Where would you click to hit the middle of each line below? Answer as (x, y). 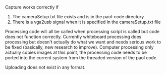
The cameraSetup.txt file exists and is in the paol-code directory (78, 17)
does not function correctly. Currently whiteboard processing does (73, 37)
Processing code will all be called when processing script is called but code (83, 31)
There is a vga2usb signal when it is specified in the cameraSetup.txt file (86, 22)
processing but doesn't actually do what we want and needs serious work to (83, 42)
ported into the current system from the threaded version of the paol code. (81, 58)
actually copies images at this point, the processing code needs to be (76, 52)
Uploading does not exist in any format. (45, 67)
